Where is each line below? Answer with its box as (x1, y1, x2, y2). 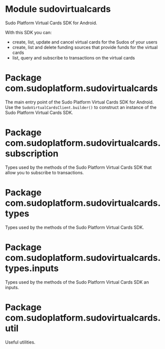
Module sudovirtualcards (5, 3, 111, 15)
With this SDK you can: (5, 29, 52, 35)
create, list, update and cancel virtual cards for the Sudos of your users (12, 39, 158, 45)
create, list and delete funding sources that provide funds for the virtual (12, 44, 158, 50)
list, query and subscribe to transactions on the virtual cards (12, 54, 135, 60)
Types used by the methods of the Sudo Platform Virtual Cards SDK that (5, 164, 152, 170)
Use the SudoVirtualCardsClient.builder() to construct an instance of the (5, 104, 157, 110)
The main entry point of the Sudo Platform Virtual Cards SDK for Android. (5, 99, 154, 105)
